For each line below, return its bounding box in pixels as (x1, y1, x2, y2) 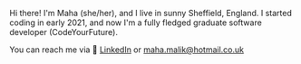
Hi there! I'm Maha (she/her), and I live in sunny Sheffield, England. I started (9, 8, 292, 18)
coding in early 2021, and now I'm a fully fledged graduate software (9, 17, 263, 28)
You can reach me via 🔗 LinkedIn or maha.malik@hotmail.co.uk (9, 44, 245, 55)
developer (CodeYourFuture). (9, 27, 118, 37)
